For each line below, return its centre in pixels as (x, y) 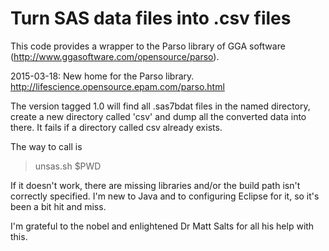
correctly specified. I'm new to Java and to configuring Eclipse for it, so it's (165, 196)
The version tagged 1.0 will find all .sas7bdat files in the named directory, (160, 106)
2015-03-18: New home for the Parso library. (102, 76)
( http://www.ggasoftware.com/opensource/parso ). (115, 56)
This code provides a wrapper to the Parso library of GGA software (148, 46)
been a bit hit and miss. (58, 206)
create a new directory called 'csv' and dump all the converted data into (158, 116)
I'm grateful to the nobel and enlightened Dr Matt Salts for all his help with (162, 226)
